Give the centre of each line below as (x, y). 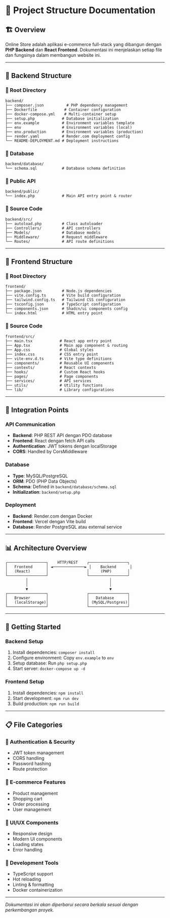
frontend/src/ (20, 337)
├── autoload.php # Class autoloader (54, 224)
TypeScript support (33, 874)
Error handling (27, 850)
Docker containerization (38, 890)
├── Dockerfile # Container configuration (63, 109)
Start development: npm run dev (46, 698)
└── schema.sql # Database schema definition (65, 168)
